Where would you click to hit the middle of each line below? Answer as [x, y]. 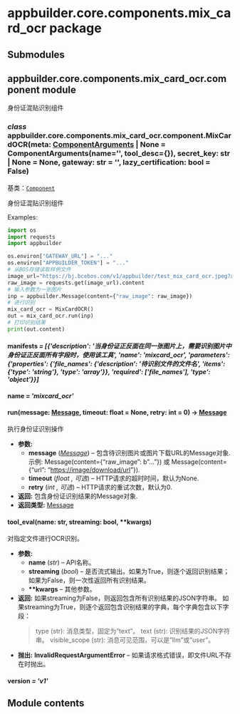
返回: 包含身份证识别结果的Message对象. [78, 496]
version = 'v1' [28, 681]
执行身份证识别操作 [36, 429]
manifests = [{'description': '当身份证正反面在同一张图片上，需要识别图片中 [120, 346]
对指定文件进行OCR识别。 [45, 539]
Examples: [22, 217]
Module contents [46, 703]
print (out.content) [36, 329]
